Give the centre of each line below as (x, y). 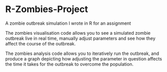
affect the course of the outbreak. (41, 43)
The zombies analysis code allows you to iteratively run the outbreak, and (82, 53)
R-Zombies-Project (47, 9)
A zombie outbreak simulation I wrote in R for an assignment (68, 23)
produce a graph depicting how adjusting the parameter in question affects (84, 58)
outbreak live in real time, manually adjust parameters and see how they (80, 38)
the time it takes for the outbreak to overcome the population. (69, 64)
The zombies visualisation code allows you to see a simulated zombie (78, 33)
